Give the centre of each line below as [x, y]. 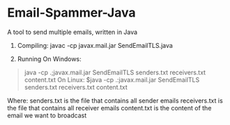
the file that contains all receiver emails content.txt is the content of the [109, 108]
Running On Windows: [49, 59]
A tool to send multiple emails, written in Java [72, 32]
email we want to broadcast [47, 115]
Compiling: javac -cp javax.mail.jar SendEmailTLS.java [95, 45]
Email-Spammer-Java [71, 13]
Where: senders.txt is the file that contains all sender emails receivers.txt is [115, 100]
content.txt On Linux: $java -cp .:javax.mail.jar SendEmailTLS [112, 80]
